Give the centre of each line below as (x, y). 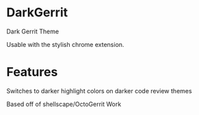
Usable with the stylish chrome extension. (65, 44)
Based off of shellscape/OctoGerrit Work (64, 104)
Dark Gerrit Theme (33, 31)
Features (32, 72)
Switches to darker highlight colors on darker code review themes (99, 91)
